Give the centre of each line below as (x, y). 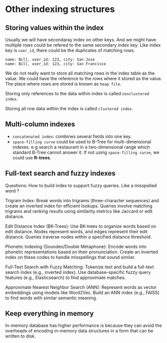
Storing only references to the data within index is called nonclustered (77, 93)
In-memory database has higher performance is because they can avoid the (84, 325)
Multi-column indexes (40, 124)
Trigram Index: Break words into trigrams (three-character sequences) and (82, 200)
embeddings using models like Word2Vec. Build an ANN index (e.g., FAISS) (82, 292)
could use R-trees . (32, 157)
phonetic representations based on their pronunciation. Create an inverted (82, 252)
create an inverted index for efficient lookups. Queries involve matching (79, 206)
